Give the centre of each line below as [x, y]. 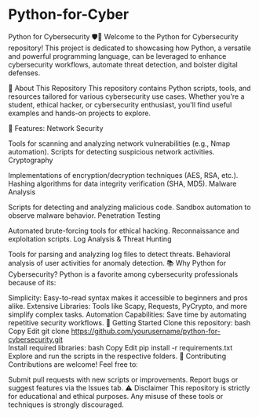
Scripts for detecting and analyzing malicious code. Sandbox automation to [129, 207]
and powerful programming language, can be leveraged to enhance [117, 56]
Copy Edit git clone [39, 331]
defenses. [24, 73]
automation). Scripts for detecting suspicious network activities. [111, 151]
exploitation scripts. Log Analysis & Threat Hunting [90, 239]
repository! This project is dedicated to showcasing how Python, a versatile [130, 48]
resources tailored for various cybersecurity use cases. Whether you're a [126, 96]
